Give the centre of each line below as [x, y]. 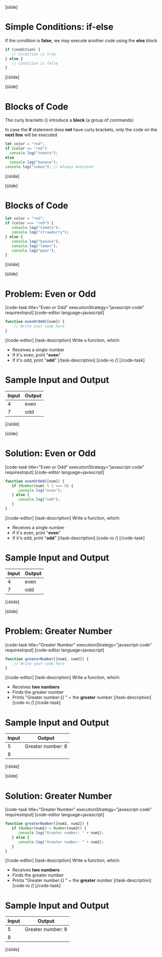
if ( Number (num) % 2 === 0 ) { [42, 486]
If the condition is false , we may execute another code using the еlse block [81, 40]
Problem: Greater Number [59, 631]
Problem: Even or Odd [51, 294]
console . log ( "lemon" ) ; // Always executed [49, 167]
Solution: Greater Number [59, 796]
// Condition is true [34, 54]
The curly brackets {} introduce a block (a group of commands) [69, 120]
